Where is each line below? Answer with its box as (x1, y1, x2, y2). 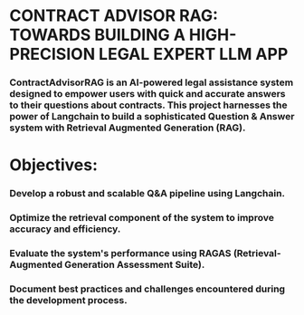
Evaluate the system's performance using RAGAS (9, 247, 233, 260)
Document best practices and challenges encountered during (9, 282, 286, 295)
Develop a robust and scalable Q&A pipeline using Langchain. (9, 187, 286, 200)
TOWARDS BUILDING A (9, 24, 185, 45)
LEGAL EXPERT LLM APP (98, 44, 289, 64)
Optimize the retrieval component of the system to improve (9, 212, 274, 224)
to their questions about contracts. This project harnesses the (9, 99, 288, 111)
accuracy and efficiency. (9, 223, 121, 235)
